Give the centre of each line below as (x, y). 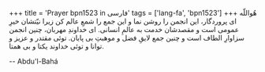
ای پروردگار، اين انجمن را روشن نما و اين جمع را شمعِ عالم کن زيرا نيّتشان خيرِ (123, 21)
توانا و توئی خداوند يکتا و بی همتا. (57, 46)
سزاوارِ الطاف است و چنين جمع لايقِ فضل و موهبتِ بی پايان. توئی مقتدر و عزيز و (127, 38)
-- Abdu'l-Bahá (34, 61)
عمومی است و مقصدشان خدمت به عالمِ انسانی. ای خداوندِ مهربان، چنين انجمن (124, 29)
